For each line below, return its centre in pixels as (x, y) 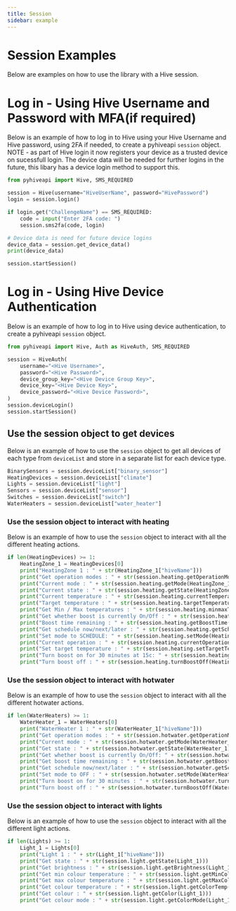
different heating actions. (44, 544)
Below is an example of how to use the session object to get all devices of (114, 450)
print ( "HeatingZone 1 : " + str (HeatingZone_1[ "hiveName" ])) (111, 571)
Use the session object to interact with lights (85, 805)
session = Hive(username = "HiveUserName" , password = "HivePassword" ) (108, 193)
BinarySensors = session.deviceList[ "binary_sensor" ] (88, 471)
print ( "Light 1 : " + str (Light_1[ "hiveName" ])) (92, 854)
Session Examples (62, 55)
